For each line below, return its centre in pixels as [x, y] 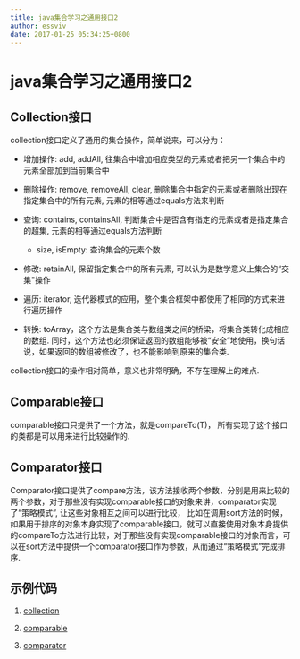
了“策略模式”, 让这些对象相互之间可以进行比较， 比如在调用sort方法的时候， [149, 513]
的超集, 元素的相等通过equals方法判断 [92, 231]
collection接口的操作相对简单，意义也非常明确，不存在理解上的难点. [135, 371]
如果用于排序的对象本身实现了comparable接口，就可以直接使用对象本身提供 [150, 524]
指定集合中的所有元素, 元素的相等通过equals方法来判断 [124, 201]
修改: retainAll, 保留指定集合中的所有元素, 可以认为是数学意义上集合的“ [152, 269]
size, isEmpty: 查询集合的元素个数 [98, 250]
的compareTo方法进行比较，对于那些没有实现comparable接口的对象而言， [147, 535]
